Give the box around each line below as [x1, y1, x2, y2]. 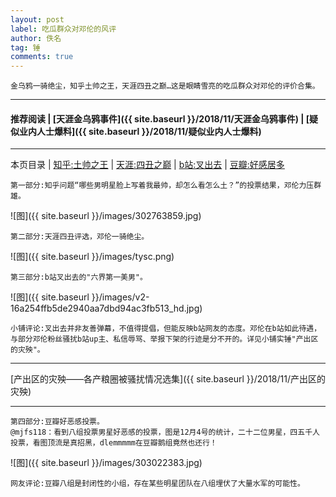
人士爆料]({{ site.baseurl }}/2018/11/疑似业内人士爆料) [36, 125, 262, 137]
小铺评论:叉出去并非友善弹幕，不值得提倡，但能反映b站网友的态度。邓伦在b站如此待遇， [10, 324, 322, 334]
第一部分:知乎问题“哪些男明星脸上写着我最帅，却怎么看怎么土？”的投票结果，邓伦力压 [10, 181, 315, 191]
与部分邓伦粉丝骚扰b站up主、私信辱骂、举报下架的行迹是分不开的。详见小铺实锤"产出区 [10, 334, 319, 345]
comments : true [10, 52, 74, 62]
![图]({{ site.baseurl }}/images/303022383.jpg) [10, 457, 203, 469]
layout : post [10, 14, 65, 25]
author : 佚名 [10, 33, 62, 43]
